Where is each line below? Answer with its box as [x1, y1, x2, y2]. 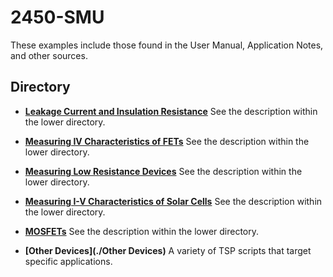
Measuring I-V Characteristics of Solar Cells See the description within [24, 195, 323, 207]
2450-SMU [10, 6, 105, 29]
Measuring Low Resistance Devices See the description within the [24, 165, 303, 177]
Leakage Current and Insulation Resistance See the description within [24, 105, 318, 117]
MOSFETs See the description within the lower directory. [24, 225, 260, 237]
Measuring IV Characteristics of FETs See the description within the [24, 135, 310, 147]
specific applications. [24, 255, 113, 267]
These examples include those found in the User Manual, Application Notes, [10, 39, 324, 51]
